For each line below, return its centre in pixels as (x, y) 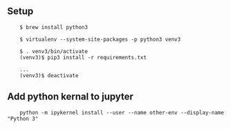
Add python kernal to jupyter (70, 97)
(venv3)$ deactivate (49, 75)
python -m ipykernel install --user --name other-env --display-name (122, 112)
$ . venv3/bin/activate (54, 51)
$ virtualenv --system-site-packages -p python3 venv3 (100, 39)
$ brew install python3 (54, 27)
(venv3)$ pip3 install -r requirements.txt (83, 57)
